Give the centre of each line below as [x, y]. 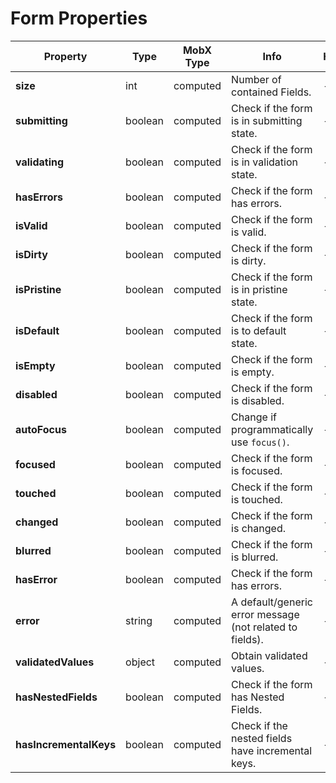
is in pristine [259, 289]
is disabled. [258, 400]
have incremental [272, 750]
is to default [259, 330]
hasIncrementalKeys [66, 744]
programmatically [272, 429]
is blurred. [255, 557]
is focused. [257, 470]
